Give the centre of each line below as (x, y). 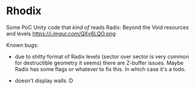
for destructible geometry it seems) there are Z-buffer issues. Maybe (99, 63)
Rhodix (24, 11)
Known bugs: (22, 45)
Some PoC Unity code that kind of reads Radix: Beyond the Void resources (97, 27)
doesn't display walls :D (44, 81)
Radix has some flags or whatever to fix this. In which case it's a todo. (100, 69)
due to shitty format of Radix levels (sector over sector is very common (102, 56)
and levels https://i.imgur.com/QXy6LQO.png (61, 33)
